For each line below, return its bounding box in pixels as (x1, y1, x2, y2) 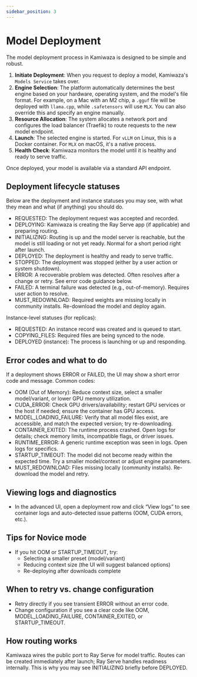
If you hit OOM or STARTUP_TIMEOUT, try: (14, 548, 118, 555)
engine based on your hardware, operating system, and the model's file (14, 90, 188, 97)
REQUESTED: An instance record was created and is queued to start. (14, 326, 182, 333)
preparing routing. (14, 227, 59, 235)
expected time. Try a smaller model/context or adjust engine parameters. (14, 458, 192, 465)
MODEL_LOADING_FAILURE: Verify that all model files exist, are (14, 414, 169, 421)
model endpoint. (14, 128, 55, 135)
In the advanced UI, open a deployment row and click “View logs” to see (14, 503, 190, 510)
